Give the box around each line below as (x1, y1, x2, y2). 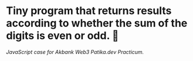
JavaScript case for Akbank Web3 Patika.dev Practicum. (6, 48, 144, 55)
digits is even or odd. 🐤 (6, 29, 119, 42)
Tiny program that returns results (6, 4, 172, 18)
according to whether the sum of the (6, 16, 188, 30)
